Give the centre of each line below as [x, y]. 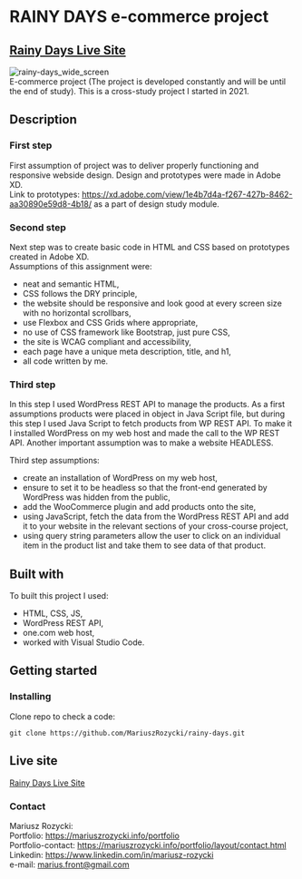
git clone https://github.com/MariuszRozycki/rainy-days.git [127, 733]
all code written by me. [65, 361]
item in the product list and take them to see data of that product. [144, 545]
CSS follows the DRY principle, [80, 293]
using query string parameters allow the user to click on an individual [151, 536]
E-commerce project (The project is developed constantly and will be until [148, 82]
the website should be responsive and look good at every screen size [152, 303]
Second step [38, 227]
